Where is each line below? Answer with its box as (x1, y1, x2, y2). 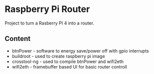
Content (4, 34, 31, 43)
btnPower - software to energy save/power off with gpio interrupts (11, 47, 149, 53)
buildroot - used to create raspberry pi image (11, 53, 105, 59)
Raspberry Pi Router (4, 3, 90, 15)
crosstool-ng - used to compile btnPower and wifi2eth (11, 58, 124, 64)
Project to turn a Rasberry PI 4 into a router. (4, 20, 94, 26)
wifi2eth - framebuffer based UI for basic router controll (11, 63, 127, 69)
